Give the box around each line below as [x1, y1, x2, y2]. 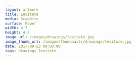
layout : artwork [5, 7, 39, 12]
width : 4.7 [5, 26, 28, 30]
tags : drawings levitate [5, 48, 56, 53]
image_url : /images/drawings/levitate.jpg [5, 35, 94, 40]
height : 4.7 [5, 30, 30, 35]
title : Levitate [5, 12, 39, 17]
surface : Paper [5, 21, 37, 26]
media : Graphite [5, 16, 39, 21]
